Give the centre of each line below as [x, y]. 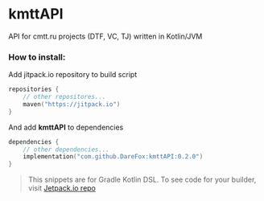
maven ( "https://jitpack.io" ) [72, 104]
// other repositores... [64, 97]
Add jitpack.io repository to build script [73, 75]
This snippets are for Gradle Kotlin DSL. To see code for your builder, [142, 180]
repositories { [34, 89]
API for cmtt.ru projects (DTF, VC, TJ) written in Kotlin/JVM [105, 36]
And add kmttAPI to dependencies [66, 127]
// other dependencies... [66, 150]
